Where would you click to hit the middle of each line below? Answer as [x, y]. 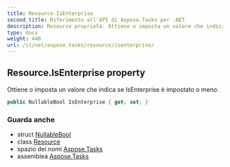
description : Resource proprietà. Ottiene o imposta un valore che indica [116, 26]
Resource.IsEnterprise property [76, 73]
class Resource [38, 142]
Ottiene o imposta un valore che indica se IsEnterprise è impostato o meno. [113, 89]
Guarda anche [31, 119]
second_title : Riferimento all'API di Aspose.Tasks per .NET [96, 20]
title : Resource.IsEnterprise [50, 13]
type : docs [23, 33]
